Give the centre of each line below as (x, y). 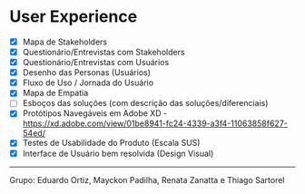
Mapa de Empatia (55, 93)
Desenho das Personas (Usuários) (87, 73)
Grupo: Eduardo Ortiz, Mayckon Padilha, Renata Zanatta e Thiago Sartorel (147, 179)
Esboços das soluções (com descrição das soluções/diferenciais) (145, 103)
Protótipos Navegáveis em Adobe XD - (95, 113)
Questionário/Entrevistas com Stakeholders (103, 52)
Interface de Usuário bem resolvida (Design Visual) (118, 153)
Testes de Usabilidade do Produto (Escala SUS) (111, 143)
